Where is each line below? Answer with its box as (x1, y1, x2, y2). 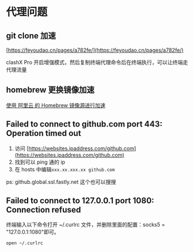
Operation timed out (6, 128, 81, 138)
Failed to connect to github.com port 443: (6, 119, 163, 130)
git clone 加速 (6, 31, 56, 41)
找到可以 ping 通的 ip (14, 158, 66, 165)
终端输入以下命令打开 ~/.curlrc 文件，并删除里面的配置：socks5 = (6, 221, 166, 228)
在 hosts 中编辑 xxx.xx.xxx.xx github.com (14, 165, 115, 173)
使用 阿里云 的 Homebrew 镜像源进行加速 (6, 101, 106, 109)
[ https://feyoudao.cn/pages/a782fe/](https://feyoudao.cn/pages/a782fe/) (6, 47, 184, 54)
